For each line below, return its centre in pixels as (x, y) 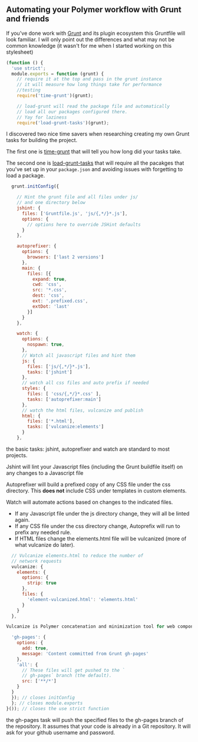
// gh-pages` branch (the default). (67, 676)
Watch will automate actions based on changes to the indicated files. (90, 502)
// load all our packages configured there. (72, 111)
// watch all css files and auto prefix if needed (85, 383)
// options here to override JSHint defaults (84, 224)
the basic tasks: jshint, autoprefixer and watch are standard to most (88, 449)
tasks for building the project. (42, 140)
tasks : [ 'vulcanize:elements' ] (66, 427)
